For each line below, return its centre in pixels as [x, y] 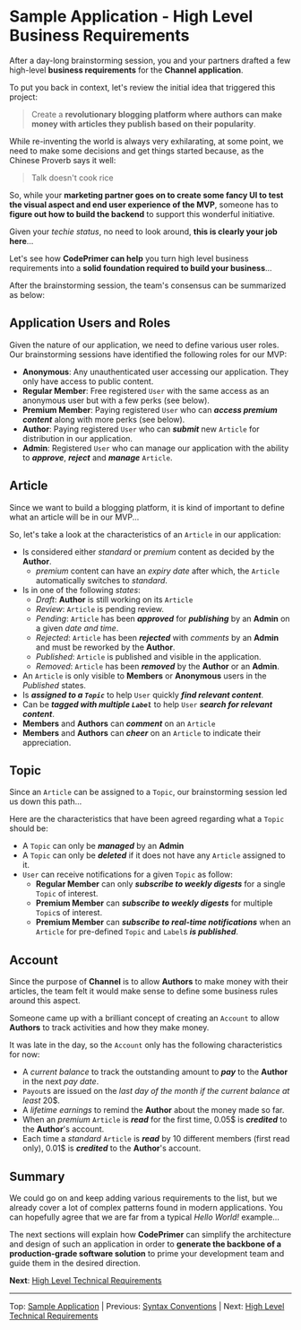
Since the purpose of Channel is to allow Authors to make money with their [149, 982]
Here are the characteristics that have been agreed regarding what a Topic [147, 819]
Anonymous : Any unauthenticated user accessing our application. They [155, 372]
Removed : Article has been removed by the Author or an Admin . [157, 666]
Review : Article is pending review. [99, 608]
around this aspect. [45, 1001]
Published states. [54, 685]
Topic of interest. [67, 894]
